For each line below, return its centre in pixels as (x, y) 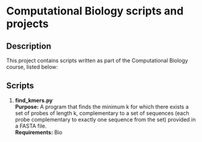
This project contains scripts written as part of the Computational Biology (97, 60)
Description (29, 46)
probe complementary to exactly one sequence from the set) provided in (105, 119)
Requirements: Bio (39, 132)
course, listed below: (32, 67)
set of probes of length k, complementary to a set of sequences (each (102, 113)
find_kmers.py (34, 100)
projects (28, 24)
